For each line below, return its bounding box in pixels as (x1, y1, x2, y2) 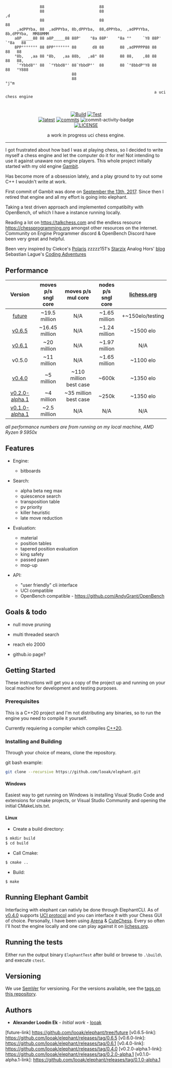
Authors (5, 1006, 32, 1015)
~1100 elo (130, 357, 156, 364)
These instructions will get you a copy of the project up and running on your (5, 680, 165, 686)
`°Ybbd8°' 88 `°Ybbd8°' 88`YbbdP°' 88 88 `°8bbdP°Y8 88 (16, 63, 157, 68)
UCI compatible (20, 587, 54, 594)
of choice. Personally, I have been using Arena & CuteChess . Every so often (5, 918, 165, 924)
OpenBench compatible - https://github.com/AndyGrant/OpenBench (20, 593, 165, 599)
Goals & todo (5, 608, 47, 617)
